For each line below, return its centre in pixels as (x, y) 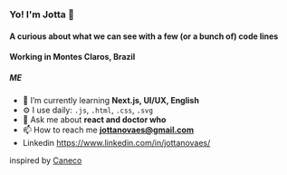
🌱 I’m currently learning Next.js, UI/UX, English (110, 101)
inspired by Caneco (46, 160)
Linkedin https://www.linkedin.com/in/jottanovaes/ (116, 143)
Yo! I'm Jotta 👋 (42, 15)
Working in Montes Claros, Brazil (72, 57)
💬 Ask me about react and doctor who (94, 120)
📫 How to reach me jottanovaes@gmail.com (108, 130)
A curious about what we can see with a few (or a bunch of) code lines (144, 36)
